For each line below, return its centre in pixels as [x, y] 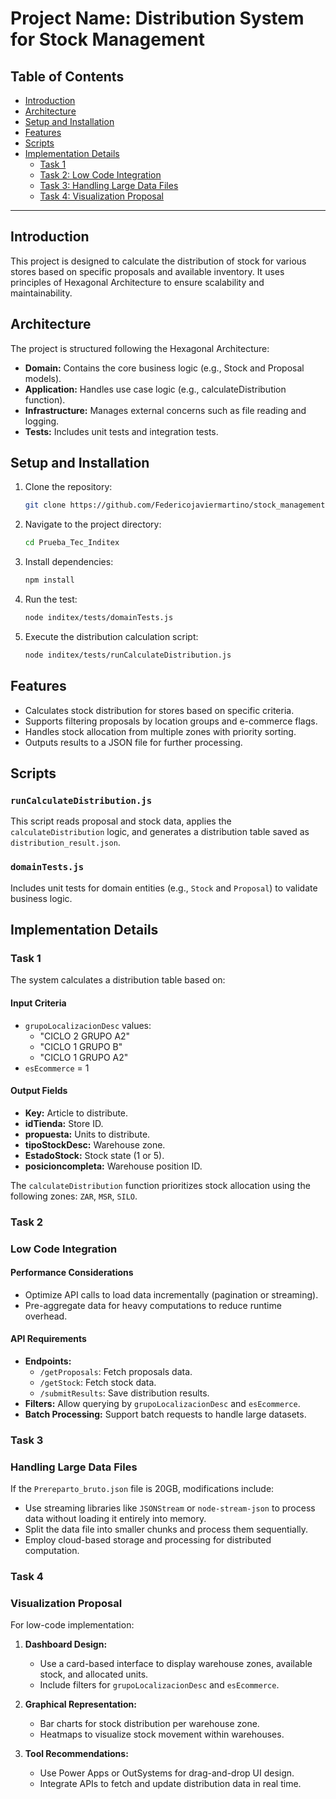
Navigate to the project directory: [93, 524]
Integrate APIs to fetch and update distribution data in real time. [170, 1784]
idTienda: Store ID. [64, 1123]
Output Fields [39, 1091]
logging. [42, 421]
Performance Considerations [72, 1273]
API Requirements [48, 1339]
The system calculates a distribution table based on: [118, 980]
